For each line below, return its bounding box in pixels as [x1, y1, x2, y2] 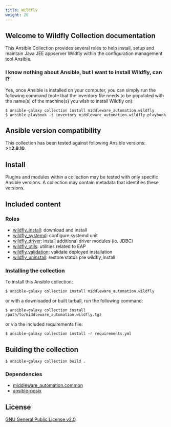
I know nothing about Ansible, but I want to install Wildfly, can [5, 69, 162, 76]
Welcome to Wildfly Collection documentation [5, 31, 156, 40]
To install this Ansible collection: [5, 279, 73, 285]
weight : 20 [5, 12, 29, 17]
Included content [5, 200, 61, 208]
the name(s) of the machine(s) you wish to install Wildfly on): [5, 98, 134, 104]
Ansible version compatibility [5, 127, 101, 135]
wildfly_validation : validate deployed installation [12, 248, 113, 255]
